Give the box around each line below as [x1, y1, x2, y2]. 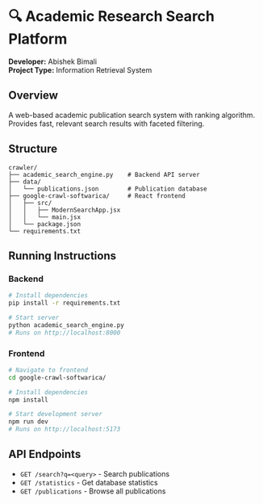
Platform [8, 30, 68, 48]
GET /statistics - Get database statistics [19, 477, 159, 487]
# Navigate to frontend [8, 366, 89, 374]
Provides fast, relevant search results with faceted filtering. [8, 119, 205, 128]
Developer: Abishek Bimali [8, 57, 98, 66]
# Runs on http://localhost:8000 [8, 329, 121, 337]
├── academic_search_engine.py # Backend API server [8, 170, 200, 178]
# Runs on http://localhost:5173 [8, 426, 121, 434]
